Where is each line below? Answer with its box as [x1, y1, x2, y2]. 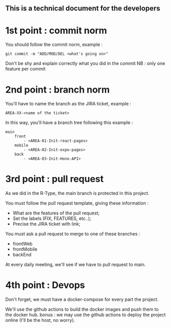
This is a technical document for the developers [5, 4, 160, 13]
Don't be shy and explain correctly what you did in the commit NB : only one [5, 60, 165, 67]
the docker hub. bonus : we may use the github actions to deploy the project [5, 312, 166, 318]
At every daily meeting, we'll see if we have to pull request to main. [5, 261, 146, 268]
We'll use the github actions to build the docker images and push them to [5, 307, 159, 313]
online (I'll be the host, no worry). [5, 317, 76, 323]
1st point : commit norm [5, 25, 107, 36]
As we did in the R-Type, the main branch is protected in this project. [5, 190, 150, 196]
